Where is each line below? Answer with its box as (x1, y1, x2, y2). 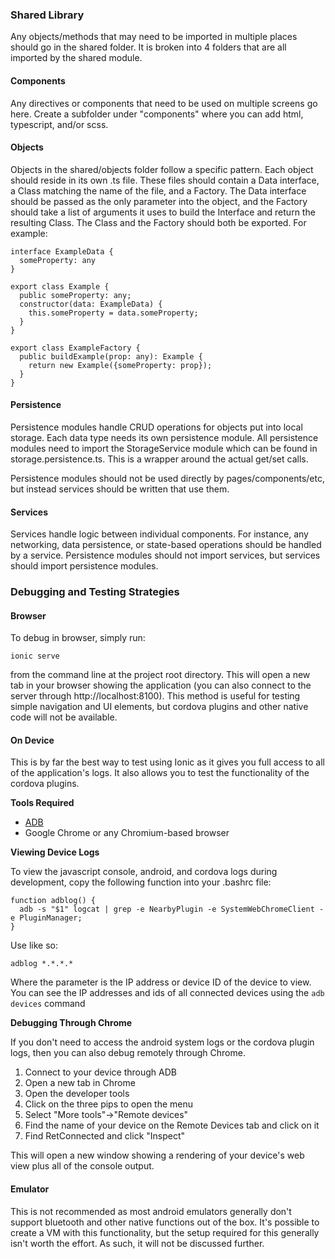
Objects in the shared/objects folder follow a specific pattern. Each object (10, 163, 314, 175)
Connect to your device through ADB (24, 1066, 178, 1078)
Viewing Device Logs (10, 846, 100, 858)
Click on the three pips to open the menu (24, 1098, 194, 1110)
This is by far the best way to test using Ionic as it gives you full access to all (10, 756, 325, 768)
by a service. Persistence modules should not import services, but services (10, 549, 321, 562)
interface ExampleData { (10, 246, 114, 257)
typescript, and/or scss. (10, 118, 109, 130)
